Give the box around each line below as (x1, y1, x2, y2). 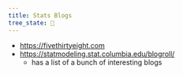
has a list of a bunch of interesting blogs (31, 57, 162, 67)
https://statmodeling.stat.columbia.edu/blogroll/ (19, 49, 175, 58)
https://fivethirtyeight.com (19, 40, 105, 50)
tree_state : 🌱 (8, 19, 55, 27)
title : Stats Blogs (8, 11, 73, 20)
